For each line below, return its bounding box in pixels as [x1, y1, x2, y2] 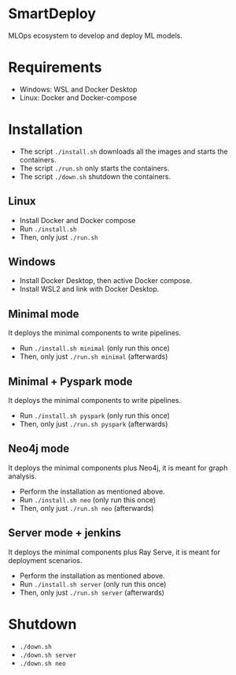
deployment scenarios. [8, 555, 83, 565]
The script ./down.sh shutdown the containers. [19, 171, 171, 181]
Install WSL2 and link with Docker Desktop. [19, 285, 160, 294]
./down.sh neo [19, 659, 66, 667]
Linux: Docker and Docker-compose [19, 92, 138, 103]
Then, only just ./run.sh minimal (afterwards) [19, 352, 168, 361]
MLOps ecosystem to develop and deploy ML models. [8, 31, 183, 40]
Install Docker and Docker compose [19, 215, 136, 225]
